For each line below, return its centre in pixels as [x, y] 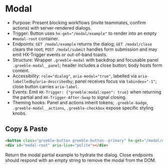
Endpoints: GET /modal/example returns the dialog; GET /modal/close [82, 44]
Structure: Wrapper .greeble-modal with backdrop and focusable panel [85, 60]
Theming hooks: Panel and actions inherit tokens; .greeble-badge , [80, 102]
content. [21, 70]
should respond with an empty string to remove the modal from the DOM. [81, 160]
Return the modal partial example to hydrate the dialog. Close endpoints [79, 155]
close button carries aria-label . [45, 86]
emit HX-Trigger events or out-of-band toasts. [60, 54]
